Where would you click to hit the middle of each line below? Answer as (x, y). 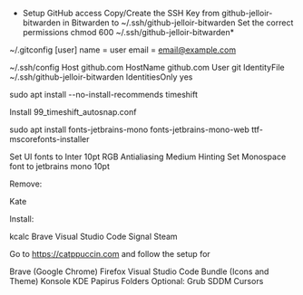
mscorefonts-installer (49, 139)
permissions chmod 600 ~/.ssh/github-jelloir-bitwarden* (128, 32)
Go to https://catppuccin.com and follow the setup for (110, 254)
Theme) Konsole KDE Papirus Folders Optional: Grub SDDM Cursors (137, 281)
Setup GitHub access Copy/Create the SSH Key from (121, 13)
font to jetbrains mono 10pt (60, 166)
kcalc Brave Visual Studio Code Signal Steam (94, 236)
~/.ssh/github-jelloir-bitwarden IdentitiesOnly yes (101, 77)
